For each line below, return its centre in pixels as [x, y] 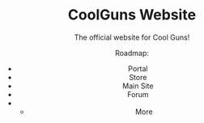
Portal [138, 68]
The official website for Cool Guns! [132, 37]
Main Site [138, 86]
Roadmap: [132, 53]
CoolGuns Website [132, 15]
